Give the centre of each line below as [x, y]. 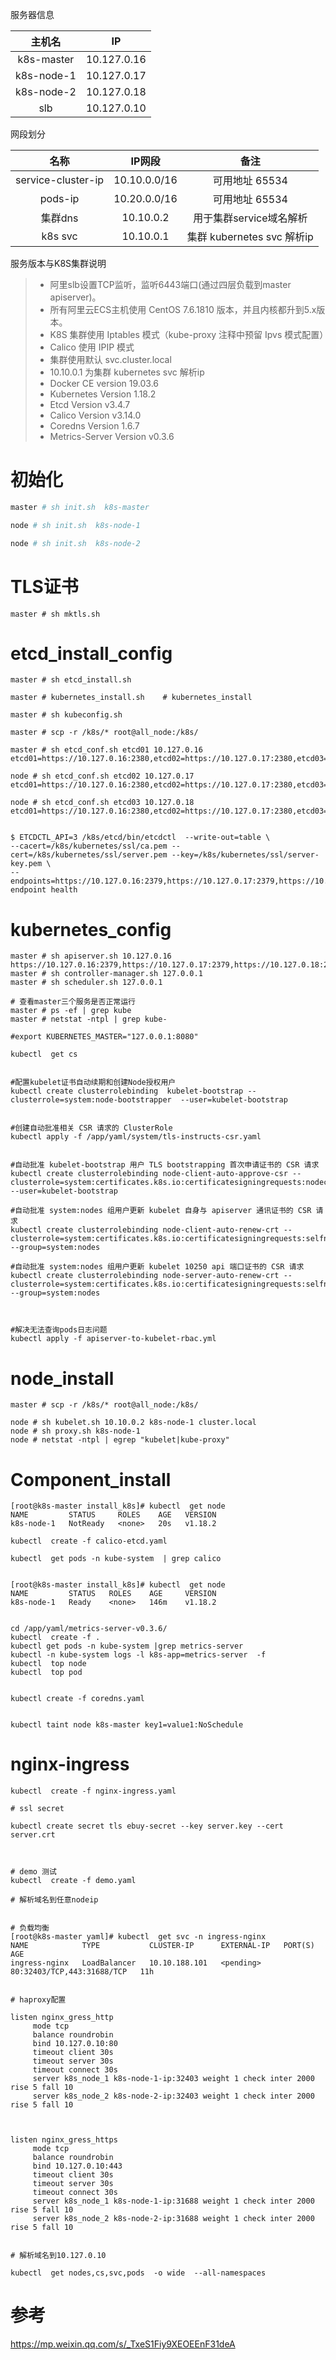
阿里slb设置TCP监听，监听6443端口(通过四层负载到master [170, 284]
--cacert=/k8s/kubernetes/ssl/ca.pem [89, 846]
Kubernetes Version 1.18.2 [103, 394]
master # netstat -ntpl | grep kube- [89, 1019]
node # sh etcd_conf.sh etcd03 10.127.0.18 [102, 803]
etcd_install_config [91, 653]
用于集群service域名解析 [250, 218]
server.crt [33, 1835]
